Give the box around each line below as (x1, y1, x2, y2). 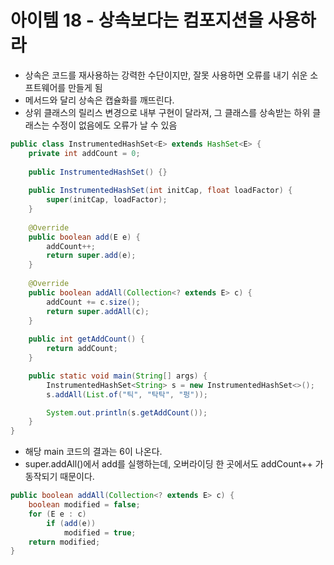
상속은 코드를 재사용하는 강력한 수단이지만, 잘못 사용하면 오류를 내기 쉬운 (24, 69, 308, 81)
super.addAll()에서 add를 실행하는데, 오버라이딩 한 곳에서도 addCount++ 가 (24, 458, 324, 470)
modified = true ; (63, 527, 137, 538)
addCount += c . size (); (46, 297, 141, 307)
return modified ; (28, 537, 101, 547)
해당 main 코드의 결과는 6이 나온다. (24, 446, 163, 458)
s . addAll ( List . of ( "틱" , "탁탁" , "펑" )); (46, 389, 208, 400)
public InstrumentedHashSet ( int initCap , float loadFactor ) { (28, 186, 293, 196)
